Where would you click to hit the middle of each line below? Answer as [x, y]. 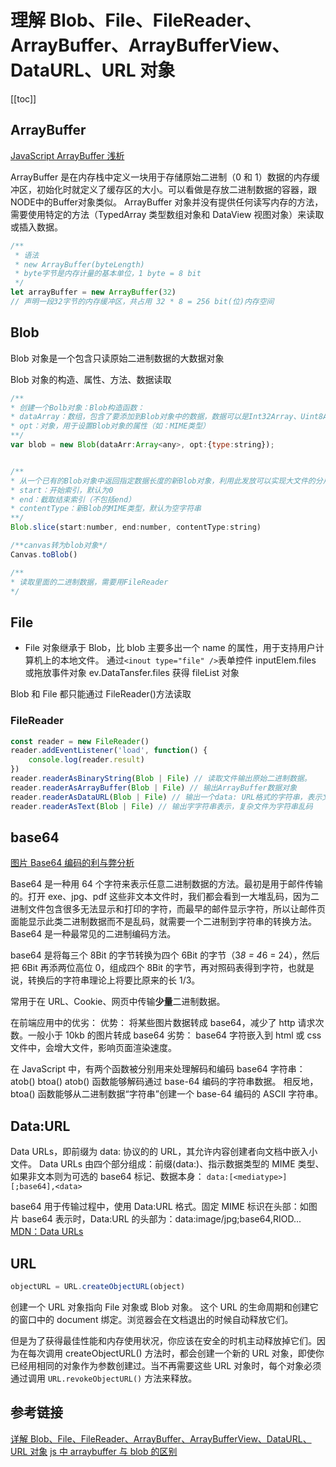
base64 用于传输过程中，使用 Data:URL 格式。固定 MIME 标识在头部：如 [159, 1207]
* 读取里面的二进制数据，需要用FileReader [89, 582]
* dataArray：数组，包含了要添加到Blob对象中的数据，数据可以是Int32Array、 [156, 417]
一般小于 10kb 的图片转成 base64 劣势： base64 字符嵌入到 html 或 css [174, 1035]
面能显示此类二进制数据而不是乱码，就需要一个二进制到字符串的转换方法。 [163, 922]
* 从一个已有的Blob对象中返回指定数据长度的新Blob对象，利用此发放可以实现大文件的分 [166, 481]
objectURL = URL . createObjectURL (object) [98, 1286]
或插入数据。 [36, 227]
